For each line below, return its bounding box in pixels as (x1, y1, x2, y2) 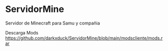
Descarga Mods (5, 29, 39, 35)
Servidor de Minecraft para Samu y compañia (5, 20, 100, 26)
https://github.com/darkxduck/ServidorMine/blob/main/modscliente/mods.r (5, 35, 163, 41)
